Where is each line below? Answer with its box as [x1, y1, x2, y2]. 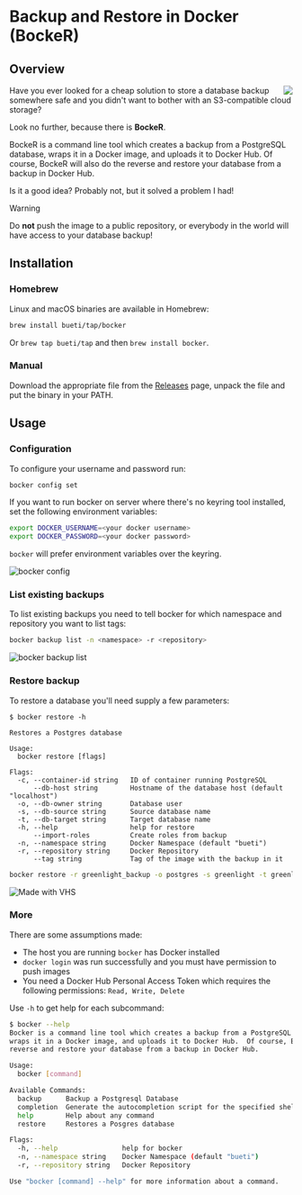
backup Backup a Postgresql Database [17, 1094, 179, 1103]
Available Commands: [9, 1086, 87, 1095]
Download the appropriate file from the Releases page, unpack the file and [9, 380, 286, 391]
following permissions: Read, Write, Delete [22, 984, 185, 996]
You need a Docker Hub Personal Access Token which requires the [22, 975, 271, 986]
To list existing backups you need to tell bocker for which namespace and [9, 609, 282, 620]
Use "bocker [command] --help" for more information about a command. [9, 1177, 280, 1186]
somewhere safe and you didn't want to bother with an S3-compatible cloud [9, 95, 292, 105]
